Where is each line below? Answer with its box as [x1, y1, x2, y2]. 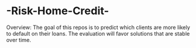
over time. [6, 36, 31, 43]
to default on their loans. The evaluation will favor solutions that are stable [6, 30, 190, 37]
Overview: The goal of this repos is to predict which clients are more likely [6, 24, 191, 31]
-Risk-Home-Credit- [6, 4, 110, 18]
